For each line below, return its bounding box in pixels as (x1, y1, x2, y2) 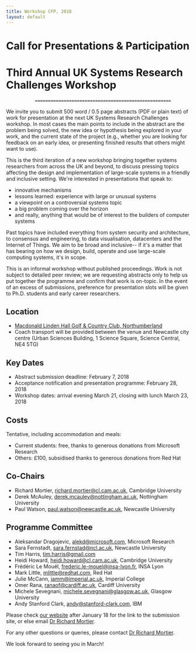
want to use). (6, 145, 38, 152)
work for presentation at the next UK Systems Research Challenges (6, 114, 169, 121)
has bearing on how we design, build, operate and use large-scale (6, 247, 166, 254)
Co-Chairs (6, 471, 45, 481)
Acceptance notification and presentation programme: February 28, (14, 379, 178, 386)
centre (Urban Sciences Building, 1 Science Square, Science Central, (14, 334, 180, 342)
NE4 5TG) (14, 341, 39, 348)
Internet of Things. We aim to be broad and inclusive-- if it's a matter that (6, 241, 183, 248)
